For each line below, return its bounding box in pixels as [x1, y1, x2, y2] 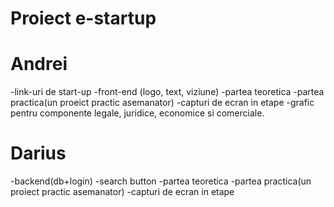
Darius [10, 142, 67, 165]
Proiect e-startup [10, 7, 157, 30]
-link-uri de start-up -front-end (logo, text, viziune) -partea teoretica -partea [10, 86, 325, 98]
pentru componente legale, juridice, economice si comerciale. [10, 107, 265, 119]
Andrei [10, 53, 68, 76]
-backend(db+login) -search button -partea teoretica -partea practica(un [10, 175, 312, 187]
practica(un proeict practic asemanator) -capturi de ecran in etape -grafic [10, 97, 315, 109]
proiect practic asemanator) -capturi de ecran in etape [10, 186, 235, 198]
